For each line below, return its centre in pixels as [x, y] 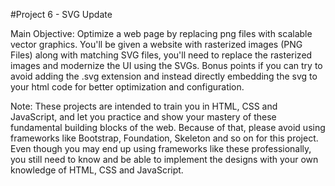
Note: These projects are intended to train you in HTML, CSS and [144, 106]
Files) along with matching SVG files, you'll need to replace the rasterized [161, 55]
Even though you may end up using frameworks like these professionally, [161, 148]
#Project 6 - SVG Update [61, 14]
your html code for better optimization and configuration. [127, 87]
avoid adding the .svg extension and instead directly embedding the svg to [164, 76]
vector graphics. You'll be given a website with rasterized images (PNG [156, 44]
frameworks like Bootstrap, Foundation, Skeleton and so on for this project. [164, 138]
